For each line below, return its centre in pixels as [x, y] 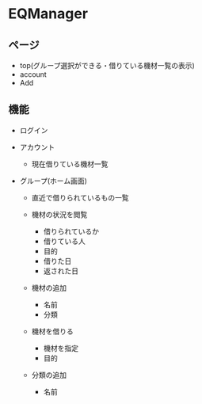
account [33, 74]
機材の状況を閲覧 [59, 214]
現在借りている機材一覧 [70, 164]
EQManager [48, 14]
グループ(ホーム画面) [53, 181]
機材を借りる [52, 331]
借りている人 [64, 241]
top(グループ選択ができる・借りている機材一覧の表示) [107, 65]
